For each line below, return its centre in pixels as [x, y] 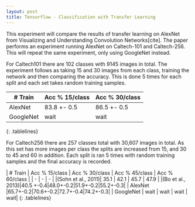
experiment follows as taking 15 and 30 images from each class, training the [98, 70]
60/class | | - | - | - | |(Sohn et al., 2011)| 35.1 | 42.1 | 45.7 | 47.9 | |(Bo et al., [96, 179]
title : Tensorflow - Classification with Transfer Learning [81, 17]
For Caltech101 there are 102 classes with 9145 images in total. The [87, 64]
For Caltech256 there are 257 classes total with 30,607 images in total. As [95, 142]
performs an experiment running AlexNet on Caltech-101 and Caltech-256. [96, 46]
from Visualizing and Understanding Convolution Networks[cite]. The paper [97, 40]
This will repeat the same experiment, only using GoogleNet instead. [88, 52]
